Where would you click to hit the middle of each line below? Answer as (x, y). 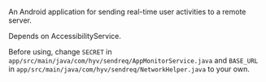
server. (20, 20)
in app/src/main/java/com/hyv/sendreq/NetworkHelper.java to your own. (129, 69)
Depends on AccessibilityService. (65, 36)
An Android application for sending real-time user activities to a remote (127, 12)
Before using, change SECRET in (60, 52)
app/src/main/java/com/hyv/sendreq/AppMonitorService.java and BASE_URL (133, 60)
